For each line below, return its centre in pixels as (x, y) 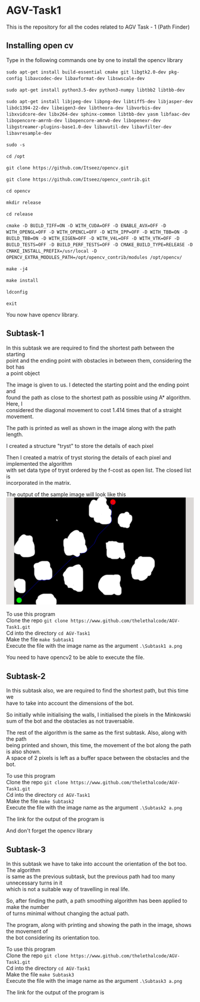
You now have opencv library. (43, 314)
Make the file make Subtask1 (40, 639)
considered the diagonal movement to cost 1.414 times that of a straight (94, 410)
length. (15, 434)
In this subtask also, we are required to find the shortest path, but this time (97, 691)
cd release (20, 214)
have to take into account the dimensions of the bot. (70, 703)
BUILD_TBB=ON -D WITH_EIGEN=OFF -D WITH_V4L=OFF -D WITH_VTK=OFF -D (93, 238)
